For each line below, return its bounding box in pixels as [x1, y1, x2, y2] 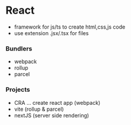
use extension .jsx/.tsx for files [14, 29, 89, 36]
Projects [5, 86, 30, 94]
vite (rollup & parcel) [14, 105, 64, 112]
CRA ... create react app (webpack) [14, 99, 101, 106]
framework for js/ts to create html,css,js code [14, 23, 126, 30]
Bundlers [5, 44, 33, 52]
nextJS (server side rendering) [14, 111, 90, 119]
